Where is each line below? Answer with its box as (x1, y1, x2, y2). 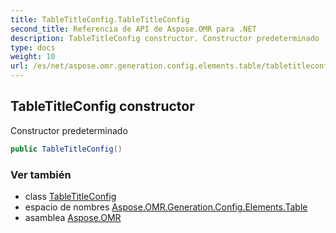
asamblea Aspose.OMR (24, 211, 122, 223)
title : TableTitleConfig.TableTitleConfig (10, 14, 190, 25)
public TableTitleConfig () (10, 144, 123, 154)
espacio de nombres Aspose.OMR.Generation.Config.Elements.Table (24, 201, 308, 213)
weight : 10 (10, 52, 56, 62)
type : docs (10, 42, 56, 53)
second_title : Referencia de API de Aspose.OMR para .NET (10, 24, 257, 34)
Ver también (10, 167, 72, 181)
